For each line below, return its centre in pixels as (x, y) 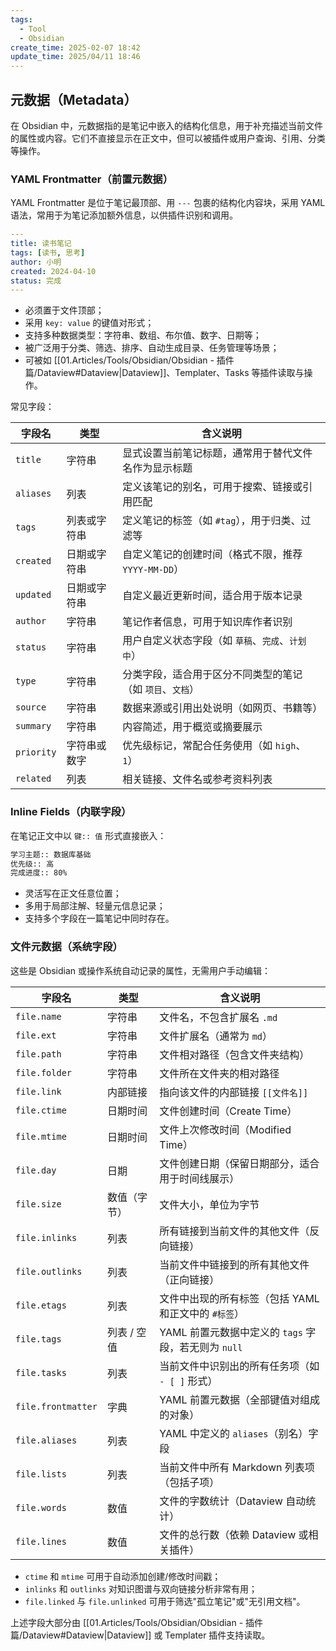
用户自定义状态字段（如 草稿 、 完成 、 (206, 641)
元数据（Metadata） (74, 99)
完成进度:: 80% (39, 873)
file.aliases (46, 1440)
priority (36, 752)
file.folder (44, 1072)
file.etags (41, 1305)
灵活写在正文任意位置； (73, 893)
